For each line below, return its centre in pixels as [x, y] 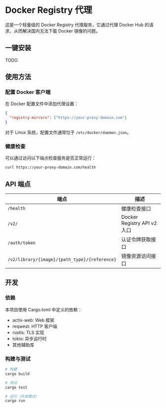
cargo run [15, 401]
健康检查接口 [136, 209]
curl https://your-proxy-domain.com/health [51, 167]
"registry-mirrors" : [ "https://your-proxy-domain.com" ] [68, 118]
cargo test [16, 387]
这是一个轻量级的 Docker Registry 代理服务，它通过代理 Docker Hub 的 [77, 25]
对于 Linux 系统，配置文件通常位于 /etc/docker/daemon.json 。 [68, 132]
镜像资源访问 [136, 256]
